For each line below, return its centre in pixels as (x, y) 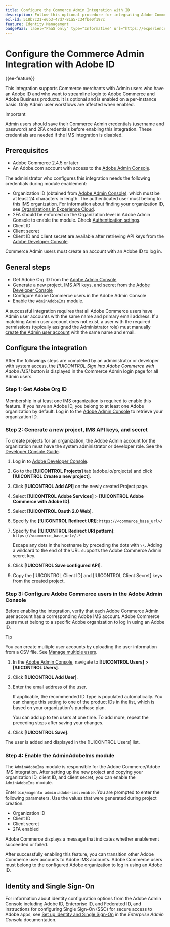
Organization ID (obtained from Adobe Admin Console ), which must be (86, 193)
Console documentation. (31, 920)
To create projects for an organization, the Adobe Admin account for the (80, 441)
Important (15, 114)
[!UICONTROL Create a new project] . (52, 476)
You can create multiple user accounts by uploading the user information (81, 647)
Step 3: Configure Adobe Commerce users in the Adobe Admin (84, 594)
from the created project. (39, 581)
